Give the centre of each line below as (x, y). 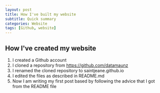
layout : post (19, 10)
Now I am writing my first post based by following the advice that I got (83, 81)
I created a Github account (39, 60)
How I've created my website (51, 48)
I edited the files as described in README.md (58, 76)
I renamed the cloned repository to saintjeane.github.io (68, 70)
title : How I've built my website (41, 14)
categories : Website (26, 23)
